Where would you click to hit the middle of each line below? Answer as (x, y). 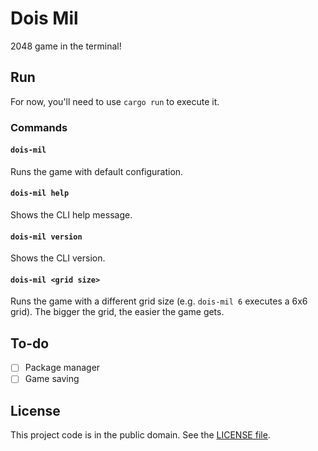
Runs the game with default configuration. (97, 171)
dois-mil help (40, 193)
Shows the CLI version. (58, 258)
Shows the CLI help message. (71, 215)
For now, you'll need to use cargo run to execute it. (115, 101)
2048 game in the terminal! (66, 46)
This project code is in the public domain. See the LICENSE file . (140, 435)
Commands (39, 127)
